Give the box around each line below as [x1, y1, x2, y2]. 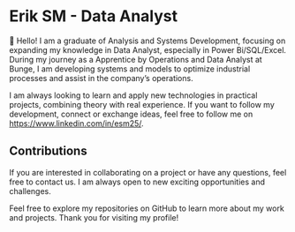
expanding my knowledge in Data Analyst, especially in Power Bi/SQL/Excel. [9, 44, 287, 55]
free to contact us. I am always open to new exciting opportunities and [9, 176, 266, 187]
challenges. [9, 185, 51, 196]
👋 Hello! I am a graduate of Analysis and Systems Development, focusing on [9, 35, 286, 46]
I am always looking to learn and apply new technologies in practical [9, 90, 258, 101]
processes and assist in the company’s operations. [9, 72, 193, 83]
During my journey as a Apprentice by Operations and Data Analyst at [9, 54, 262, 64]
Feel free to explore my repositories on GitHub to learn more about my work [9, 203, 284, 213]
